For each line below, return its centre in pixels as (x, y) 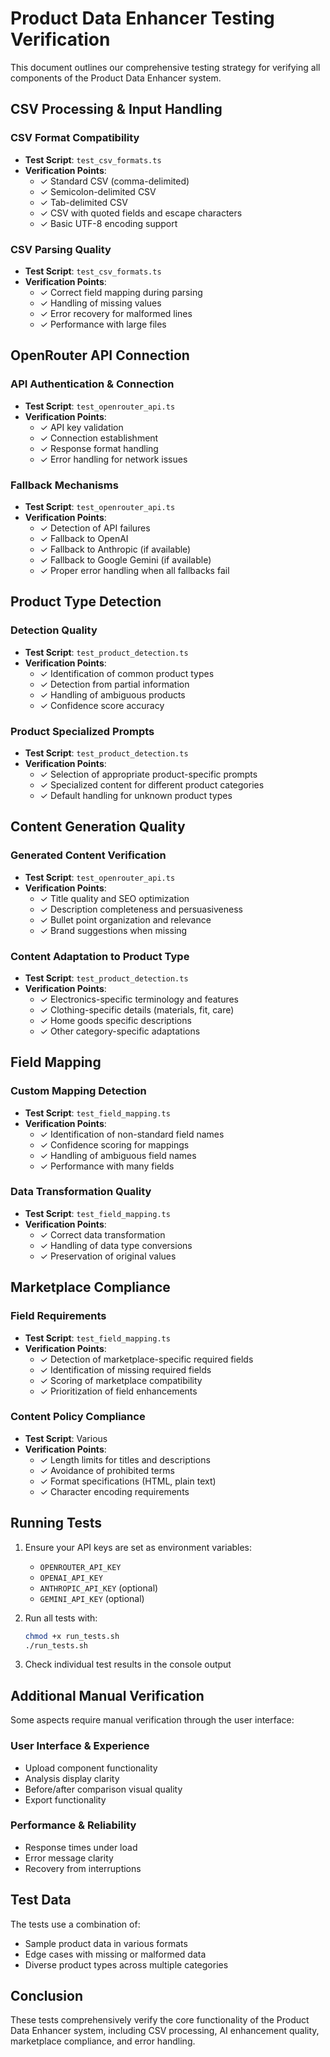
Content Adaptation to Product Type (100, 956)
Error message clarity (69, 1858)
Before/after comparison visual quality (103, 1789)
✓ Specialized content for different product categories (152, 784)
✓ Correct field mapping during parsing (121, 292)
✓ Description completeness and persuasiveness (141, 909)
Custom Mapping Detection (78, 1091)
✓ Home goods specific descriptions (115, 1020)
